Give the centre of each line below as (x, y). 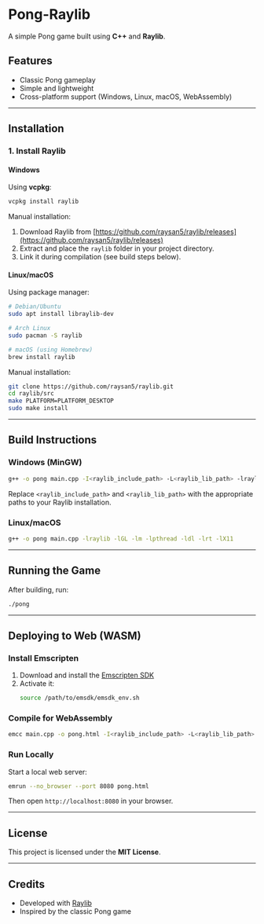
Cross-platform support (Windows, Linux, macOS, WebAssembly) (126, 97)
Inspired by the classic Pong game (75, 911)
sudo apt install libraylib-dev (61, 314)
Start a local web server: (48, 772)
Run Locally (31, 754)
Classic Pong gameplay (57, 79)
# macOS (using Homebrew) (50, 350)
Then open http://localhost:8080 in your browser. (91, 801)
